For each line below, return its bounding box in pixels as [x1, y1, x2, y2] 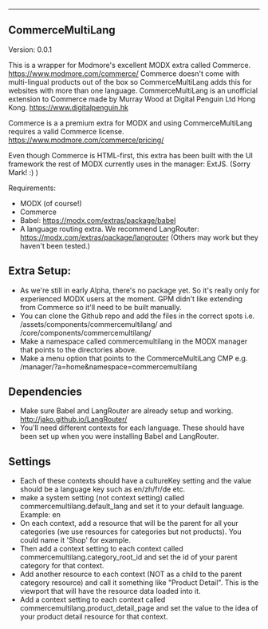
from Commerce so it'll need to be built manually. [19, 302, 182, 312]
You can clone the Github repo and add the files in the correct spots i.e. [19, 311, 255, 320]
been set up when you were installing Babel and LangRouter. [19, 432, 219, 441]
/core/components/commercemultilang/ [19, 328, 152, 337]
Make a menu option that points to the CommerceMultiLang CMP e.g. [19, 353, 248, 363]
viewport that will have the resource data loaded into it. [19, 587, 201, 596]
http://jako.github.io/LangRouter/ [19, 415, 128, 424]
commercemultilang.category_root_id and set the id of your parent [19, 552, 238, 562]
